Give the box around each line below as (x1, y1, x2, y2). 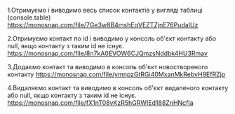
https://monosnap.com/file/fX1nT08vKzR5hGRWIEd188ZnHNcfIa (7, 99, 194, 107)
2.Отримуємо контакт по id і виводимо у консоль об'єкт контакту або (7, 34, 216, 43)
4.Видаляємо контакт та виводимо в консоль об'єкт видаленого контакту (7, 84, 229, 92)
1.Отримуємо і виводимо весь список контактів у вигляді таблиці (7, 6, 203, 14)
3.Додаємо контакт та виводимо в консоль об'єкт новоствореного (7, 63, 208, 71)
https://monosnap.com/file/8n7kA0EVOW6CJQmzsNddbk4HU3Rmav (7, 49, 208, 57)
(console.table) (7, 13, 51, 22)
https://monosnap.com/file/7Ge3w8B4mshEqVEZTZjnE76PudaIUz (7, 21, 199, 29)
